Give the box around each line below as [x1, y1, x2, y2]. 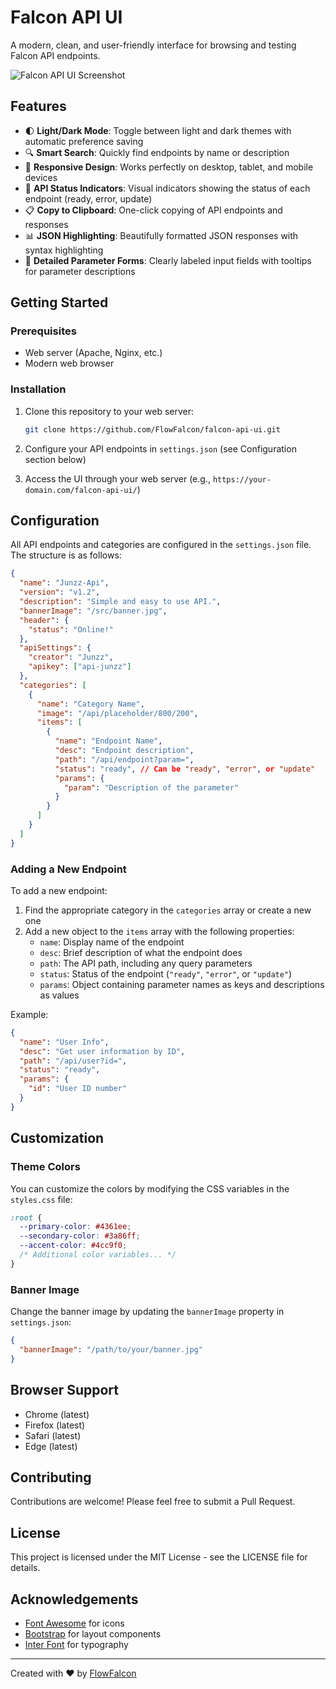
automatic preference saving [24, 135, 144, 147]
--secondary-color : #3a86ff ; [19, 1231, 141, 1241]
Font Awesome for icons [24, 1617, 125, 1629]
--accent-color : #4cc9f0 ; [19, 1241, 128, 1251]
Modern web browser [24, 357, 115, 370]
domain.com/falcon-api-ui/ [24, 485, 138, 495]
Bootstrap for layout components [24, 1627, 162, 1640]
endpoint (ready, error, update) [24, 192, 153, 205]
